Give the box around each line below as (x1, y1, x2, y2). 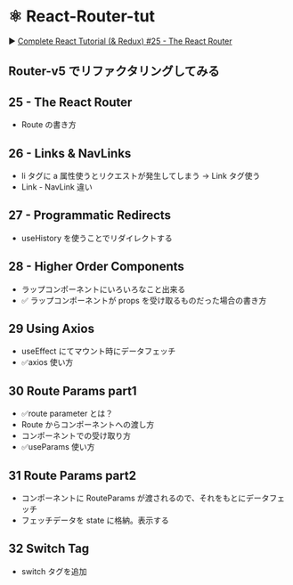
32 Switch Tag (8, 541, 90, 557)
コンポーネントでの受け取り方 (20, 430, 131, 442)
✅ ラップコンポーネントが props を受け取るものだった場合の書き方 (20, 295, 267, 305)
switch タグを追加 (20, 565, 87, 576)
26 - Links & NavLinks (8, 145, 132, 161)
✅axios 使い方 (20, 357, 74, 368)
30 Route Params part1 (8, 383, 137, 398)
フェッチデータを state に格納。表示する (20, 515, 170, 526)
